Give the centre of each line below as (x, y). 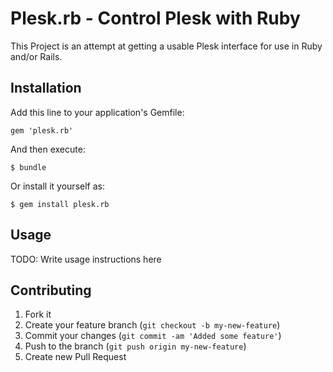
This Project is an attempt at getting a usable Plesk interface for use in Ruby (166, 46)
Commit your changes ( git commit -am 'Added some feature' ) (153, 336)
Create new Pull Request (75, 357)
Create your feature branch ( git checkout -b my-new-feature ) (152, 325)
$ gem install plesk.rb (60, 204)
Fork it (38, 314)
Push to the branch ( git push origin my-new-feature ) (135, 346)
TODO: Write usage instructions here (86, 259)
